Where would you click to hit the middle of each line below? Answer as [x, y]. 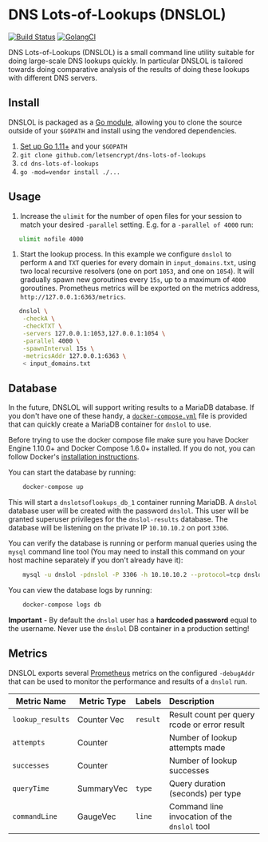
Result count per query [212, 714]
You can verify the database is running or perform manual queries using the [133, 543]
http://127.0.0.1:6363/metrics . [73, 296]
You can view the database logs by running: [80, 590]
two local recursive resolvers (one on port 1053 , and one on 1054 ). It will [137, 271]
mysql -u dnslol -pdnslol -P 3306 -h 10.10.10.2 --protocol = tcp [132, 575]
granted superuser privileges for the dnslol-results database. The [118, 519]
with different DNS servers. [53, 77]
